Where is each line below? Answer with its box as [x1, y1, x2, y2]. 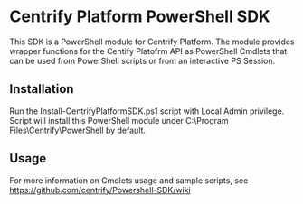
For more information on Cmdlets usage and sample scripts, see [9, 174, 249, 186]
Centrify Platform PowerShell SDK [9, 6, 270, 27]
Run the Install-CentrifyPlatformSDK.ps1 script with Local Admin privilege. [9, 106, 285, 116]
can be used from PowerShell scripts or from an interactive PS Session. [9, 55, 276, 66]
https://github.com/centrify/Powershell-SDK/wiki [9, 184, 192, 195]
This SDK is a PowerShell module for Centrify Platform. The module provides [9, 36, 296, 47]
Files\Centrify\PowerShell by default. [9, 125, 147, 135]
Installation [9, 81, 74, 97]
